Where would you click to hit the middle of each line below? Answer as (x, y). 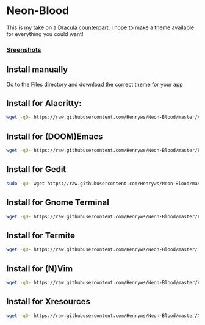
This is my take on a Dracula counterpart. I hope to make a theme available (100, 27)
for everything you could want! (45, 34)
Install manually (37, 70)
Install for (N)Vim (40, 269)
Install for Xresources (48, 302)
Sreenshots (24, 49)
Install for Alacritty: (44, 103)
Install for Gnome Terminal (58, 203)
